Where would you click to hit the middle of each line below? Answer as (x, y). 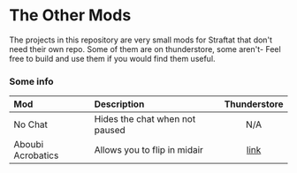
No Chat (31, 124)
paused (110, 131)
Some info (32, 81)
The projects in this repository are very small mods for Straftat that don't (141, 40)
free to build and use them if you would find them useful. (112, 58)
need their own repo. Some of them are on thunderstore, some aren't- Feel (145, 49)
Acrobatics (36, 155)
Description (119, 104)
